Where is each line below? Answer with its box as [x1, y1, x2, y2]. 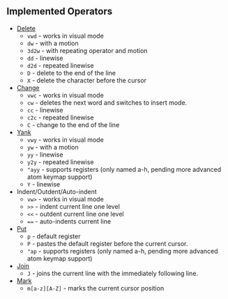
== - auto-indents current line [26, 217, 112, 226]
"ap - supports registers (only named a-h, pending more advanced [26, 247, 218, 255]
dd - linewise [26, 54, 63, 62]
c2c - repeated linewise [26, 113, 94, 122]
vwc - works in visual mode [26, 91, 104, 99]
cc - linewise [26, 105, 63, 114]
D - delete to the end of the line [26, 68, 116, 77]
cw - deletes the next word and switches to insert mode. [26, 98, 188, 107]
